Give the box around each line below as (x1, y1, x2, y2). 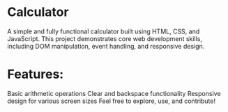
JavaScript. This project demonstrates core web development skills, (7, 34, 202, 42)
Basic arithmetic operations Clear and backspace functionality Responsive (7, 89, 221, 97)
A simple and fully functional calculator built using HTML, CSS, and (7, 27, 200, 35)
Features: (7, 67, 64, 82)
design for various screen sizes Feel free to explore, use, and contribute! (7, 97, 216, 105)
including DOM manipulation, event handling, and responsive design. (7, 42, 205, 50)
